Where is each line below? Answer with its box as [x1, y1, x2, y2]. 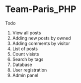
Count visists [12, 51, 39, 57]
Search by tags [12, 56, 44, 62]
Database [12, 61, 32, 67]
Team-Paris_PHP [5, 3, 77, 15]
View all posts [12, 29, 41, 35]
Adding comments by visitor [12, 40, 71, 46]
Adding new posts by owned [12, 35, 71, 41]
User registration [12, 66, 47, 73]
